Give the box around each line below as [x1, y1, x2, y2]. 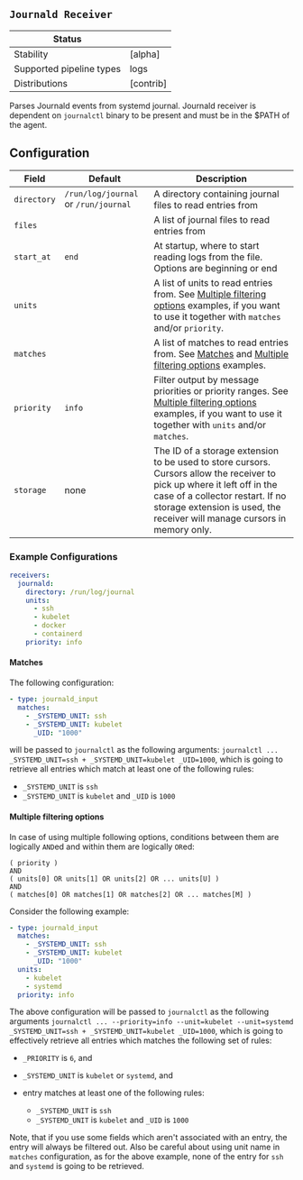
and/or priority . [153, 321, 224, 334]
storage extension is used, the [153, 500, 281, 513]
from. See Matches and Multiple [153, 347, 289, 360]
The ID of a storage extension [153, 444, 280, 457]
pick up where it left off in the [153, 478, 278, 490]
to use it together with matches [153, 310, 281, 323]
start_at [14, 252, 51, 261]
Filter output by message [153, 373, 260, 386]
